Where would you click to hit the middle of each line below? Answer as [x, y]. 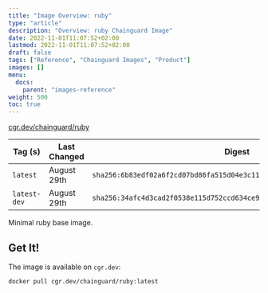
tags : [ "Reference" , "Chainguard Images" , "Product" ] [100, 61]
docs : [25, 82]
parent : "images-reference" [69, 90]
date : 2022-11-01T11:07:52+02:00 [64, 38]
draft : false [30, 53]
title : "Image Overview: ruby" [60, 16]
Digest [237, 152]
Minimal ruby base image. [51, 223]
